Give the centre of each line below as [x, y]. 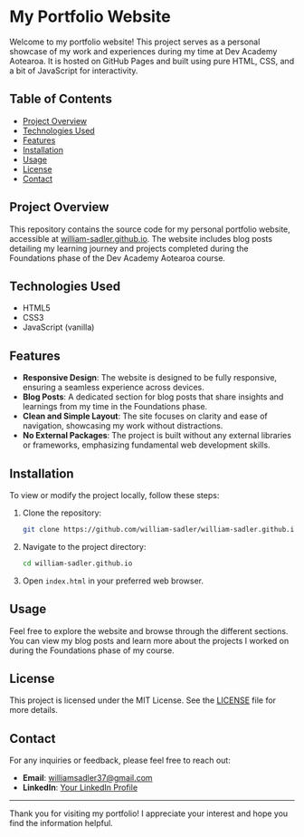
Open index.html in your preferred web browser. [113, 581]
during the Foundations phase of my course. [92, 650]
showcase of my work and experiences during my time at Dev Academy [143, 51]
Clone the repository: [62, 513]
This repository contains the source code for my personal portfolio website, [150, 229]
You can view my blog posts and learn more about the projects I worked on [149, 640]
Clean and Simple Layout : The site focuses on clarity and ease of [145, 416]
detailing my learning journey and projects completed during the [129, 248]
